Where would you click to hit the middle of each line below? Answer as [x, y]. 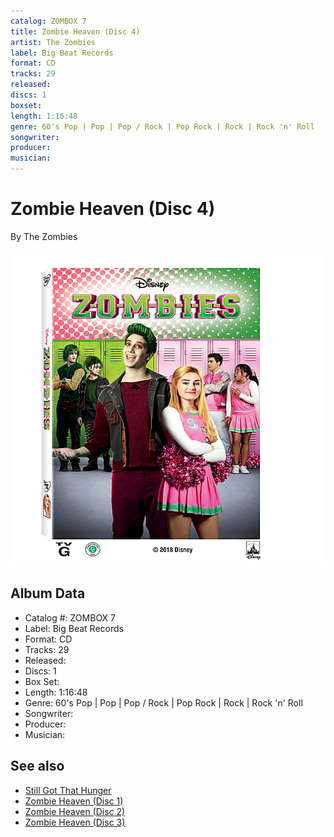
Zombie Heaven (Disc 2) [75, 811]
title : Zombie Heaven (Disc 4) [75, 31]
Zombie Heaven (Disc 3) [75, 822]
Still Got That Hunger [68, 790]
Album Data [48, 593]
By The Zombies [44, 236]
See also [37, 766]
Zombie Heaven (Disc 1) [74, 801]
